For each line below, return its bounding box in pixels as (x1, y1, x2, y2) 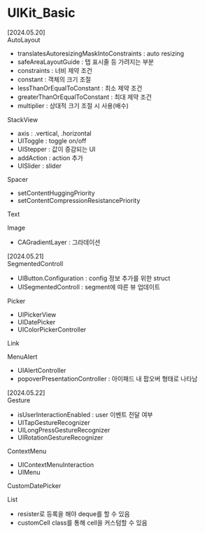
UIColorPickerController (17, 325, 87, 334)
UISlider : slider (17, 162, 62, 170)
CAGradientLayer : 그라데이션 (17, 237, 101, 246)
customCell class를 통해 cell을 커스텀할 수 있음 (17, 518, 148, 527)
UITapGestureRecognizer (17, 418, 91, 426)
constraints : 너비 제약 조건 (17, 66, 93, 74)
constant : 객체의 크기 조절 (17, 75, 92, 84)
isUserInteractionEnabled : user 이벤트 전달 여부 (17, 410, 153, 419)
